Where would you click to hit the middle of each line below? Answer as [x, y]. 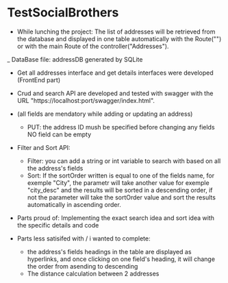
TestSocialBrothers [63, 13]
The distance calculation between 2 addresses [93, 273]
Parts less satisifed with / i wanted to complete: [84, 238]
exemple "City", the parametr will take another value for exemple [118, 182]
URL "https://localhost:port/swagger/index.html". [86, 100]
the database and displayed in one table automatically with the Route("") [119, 38]
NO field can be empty [59, 134]
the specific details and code [58, 225]
